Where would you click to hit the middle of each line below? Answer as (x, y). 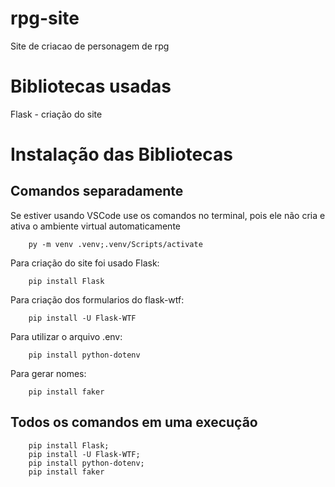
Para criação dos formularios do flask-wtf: (97, 299)
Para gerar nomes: (48, 373)
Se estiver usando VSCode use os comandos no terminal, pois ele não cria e (168, 215)
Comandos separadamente (97, 191)
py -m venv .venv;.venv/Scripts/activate (115, 244)
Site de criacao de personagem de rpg (90, 46)
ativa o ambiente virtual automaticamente (95, 226)
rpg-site (45, 18)
